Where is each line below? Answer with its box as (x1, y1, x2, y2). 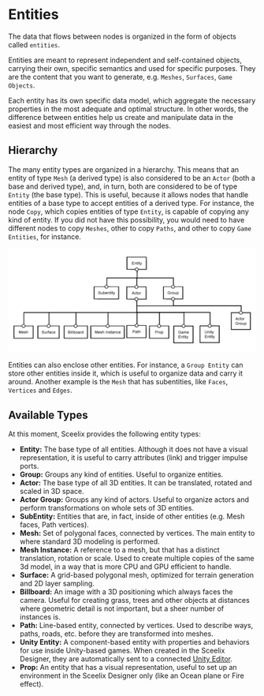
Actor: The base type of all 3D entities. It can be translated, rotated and (19, 478, 252, 488)
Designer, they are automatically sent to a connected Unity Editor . (19, 654, 233, 664)
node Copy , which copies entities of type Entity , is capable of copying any (8, 207, 250, 216)
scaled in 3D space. (19, 487, 84, 496)
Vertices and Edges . (8, 385, 73, 395)
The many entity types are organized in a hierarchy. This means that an (8, 164, 240, 174)
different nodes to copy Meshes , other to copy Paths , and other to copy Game (8, 223, 252, 233)
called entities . (8, 39, 61, 49)
